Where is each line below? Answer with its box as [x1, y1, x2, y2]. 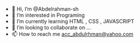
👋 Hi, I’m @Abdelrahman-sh [11, 6, 79, 12]
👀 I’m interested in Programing [11, 12, 85, 19]
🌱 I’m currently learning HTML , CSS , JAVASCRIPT [11, 18, 135, 24]
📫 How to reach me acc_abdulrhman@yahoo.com [11, 31, 134, 37]
